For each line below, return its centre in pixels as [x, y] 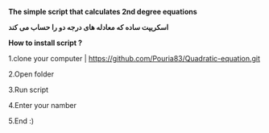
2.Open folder [31, 74]
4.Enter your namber [42, 105]
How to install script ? [46, 43]
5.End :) [21, 121]
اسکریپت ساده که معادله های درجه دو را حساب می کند [89, 27]
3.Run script [29, 89]
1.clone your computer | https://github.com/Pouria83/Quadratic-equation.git [134, 58]
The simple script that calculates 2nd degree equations [103, 12]
